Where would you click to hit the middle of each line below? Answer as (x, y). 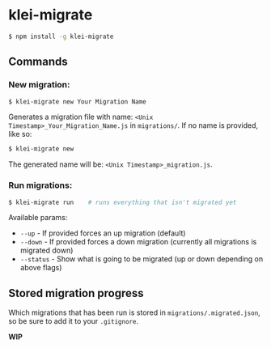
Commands (38, 62)
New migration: (39, 85)
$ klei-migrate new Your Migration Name (78, 102)
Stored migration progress (76, 293)
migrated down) (47, 250)
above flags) (41, 268)
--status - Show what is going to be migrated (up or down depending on (142, 259)
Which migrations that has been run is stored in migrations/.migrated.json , (134, 312)
